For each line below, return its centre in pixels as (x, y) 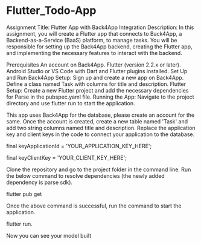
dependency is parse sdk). (40, 182)
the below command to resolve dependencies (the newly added (85, 175)
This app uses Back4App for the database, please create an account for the (101, 115)
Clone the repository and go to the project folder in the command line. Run (99, 169)
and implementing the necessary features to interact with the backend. (94, 53)
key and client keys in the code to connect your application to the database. (101, 134)
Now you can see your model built (49, 235)
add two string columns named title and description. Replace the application (101, 128)
